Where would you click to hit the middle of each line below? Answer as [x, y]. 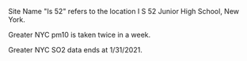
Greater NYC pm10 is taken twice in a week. [80, 35]
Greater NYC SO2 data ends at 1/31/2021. [75, 50]
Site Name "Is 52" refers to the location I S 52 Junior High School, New [124, 11]
